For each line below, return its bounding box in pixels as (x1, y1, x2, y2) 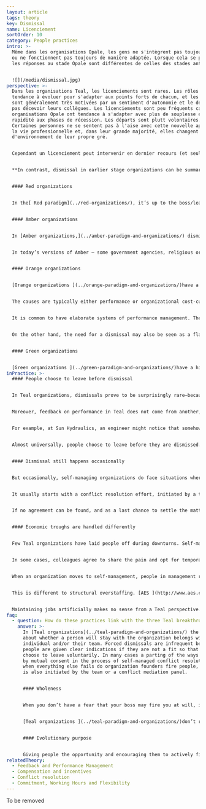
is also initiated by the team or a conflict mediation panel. (22, 669, 188, 676)
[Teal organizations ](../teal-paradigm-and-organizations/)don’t (22, 718, 196, 725)
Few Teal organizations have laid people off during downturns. (12, 541, 180, 547)
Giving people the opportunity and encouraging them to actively (22, 751, 193, 757)
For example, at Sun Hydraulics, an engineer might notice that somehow (12, 425, 202, 431)
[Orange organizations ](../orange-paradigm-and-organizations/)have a (12, 282, 199, 289)
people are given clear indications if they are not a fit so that (22, 646, 199, 652)
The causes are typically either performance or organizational (12, 299, 180, 305)
